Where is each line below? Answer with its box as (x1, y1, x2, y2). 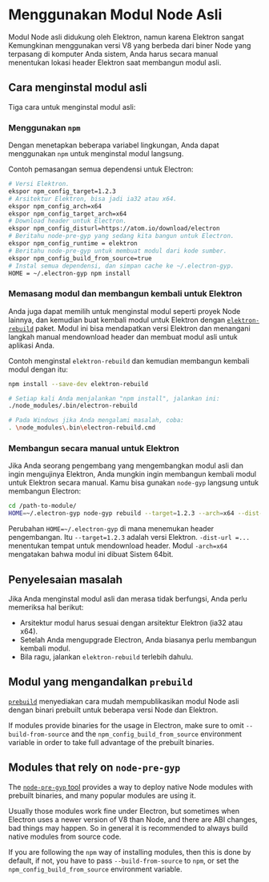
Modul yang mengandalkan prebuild (8, 675, 194, 689)
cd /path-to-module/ (8, 502, 78, 510)
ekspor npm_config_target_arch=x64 (8, 210, 127, 218)
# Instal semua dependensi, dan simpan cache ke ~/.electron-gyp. (8, 262, 235, 270)
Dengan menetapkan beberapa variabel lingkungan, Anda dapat (8, 140, 219, 150)
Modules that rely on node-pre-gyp (8, 761, 181, 775)
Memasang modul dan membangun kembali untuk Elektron (8, 288, 243, 300)
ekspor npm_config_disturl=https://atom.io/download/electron (8, 224, 220, 233)
